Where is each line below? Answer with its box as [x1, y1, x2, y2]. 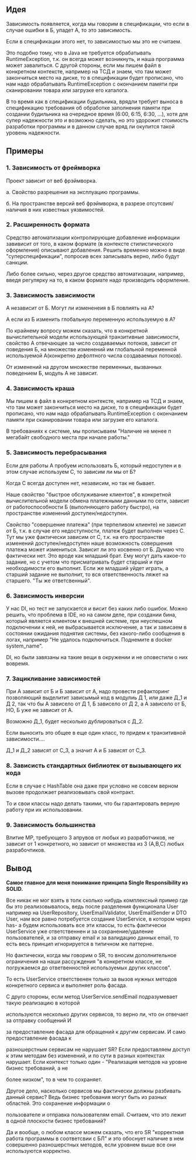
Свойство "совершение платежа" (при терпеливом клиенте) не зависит [6, 521, 187, 528]
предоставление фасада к [6, 1034, 72, 1042]
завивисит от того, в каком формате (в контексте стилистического [6, 240, 174, 247]
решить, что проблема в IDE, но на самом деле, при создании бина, [6, 611, 177, 618]
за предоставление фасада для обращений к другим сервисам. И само [6, 1028, 186, 1035]
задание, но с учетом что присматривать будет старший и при [6, 558, 163, 565]
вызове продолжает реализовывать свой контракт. [6, 788, 135, 795]
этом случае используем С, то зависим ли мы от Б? [6, 468, 136, 475]
